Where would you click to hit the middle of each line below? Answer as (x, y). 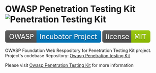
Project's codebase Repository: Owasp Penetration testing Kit (68, 55)
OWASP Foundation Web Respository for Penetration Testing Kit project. (78, 50)
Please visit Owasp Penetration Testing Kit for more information (69, 65)
